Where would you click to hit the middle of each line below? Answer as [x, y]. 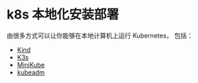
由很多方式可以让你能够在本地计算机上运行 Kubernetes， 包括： [100, 35]
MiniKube [31, 65]
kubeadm [31, 72]
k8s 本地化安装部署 [63, 15]
